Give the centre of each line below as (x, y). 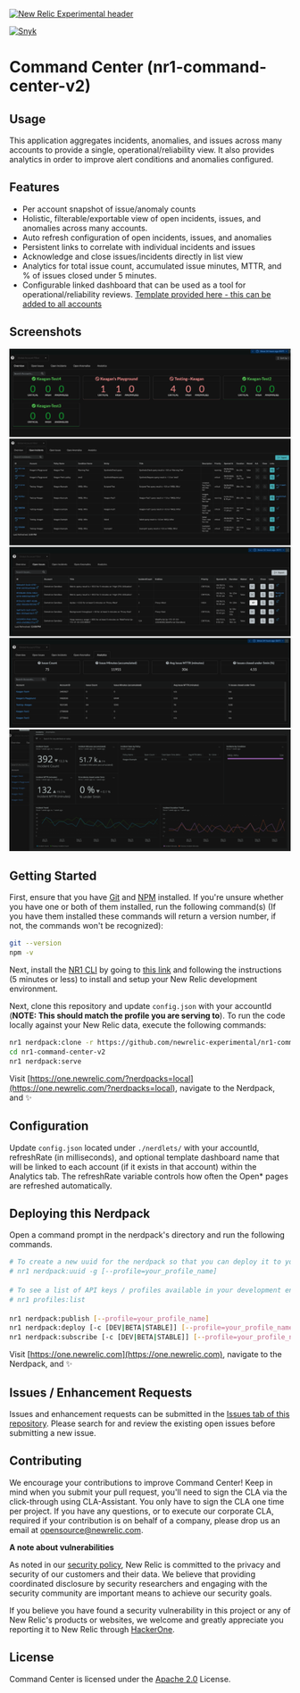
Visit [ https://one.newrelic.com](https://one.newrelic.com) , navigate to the (146, 1355)
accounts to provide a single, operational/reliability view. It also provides (142, 150)
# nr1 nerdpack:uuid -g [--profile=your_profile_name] (113, 1272)
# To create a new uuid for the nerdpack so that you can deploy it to (145, 1262)
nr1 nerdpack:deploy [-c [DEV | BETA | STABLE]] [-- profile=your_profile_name (151, 1328)
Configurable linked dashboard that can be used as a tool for (134, 285)
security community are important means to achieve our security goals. (141, 1593)
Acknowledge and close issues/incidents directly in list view (133, 256)
